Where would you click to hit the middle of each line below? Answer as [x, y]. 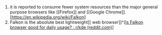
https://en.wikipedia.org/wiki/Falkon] [49, 17]
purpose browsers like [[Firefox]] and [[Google [57, 12]
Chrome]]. [116, 12]
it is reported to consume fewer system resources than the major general [84, 7]
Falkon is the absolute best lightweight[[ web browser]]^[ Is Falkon [77, 22]
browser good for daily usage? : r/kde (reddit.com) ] [62, 27]
